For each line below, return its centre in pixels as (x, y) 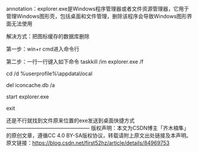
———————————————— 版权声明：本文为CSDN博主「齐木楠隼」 (98, 128)
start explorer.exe (28, 97)
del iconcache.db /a (31, 85)
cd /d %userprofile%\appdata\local (49, 74)
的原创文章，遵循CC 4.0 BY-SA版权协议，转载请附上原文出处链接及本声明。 (99, 135)
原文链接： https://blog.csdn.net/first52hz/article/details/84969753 (88, 143)
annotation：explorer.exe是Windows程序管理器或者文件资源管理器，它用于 (98, 9)
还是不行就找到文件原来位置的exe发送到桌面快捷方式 (70, 120)
